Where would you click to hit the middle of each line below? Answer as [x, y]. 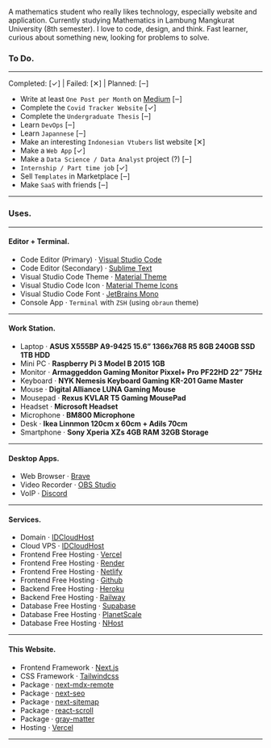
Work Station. [32, 328]
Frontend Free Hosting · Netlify [71, 572]
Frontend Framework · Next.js [69, 667]
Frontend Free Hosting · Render [72, 563]
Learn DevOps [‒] [47, 125]
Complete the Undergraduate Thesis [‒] [85, 116]
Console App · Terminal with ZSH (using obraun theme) [109, 302]
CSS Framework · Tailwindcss [69, 676]
